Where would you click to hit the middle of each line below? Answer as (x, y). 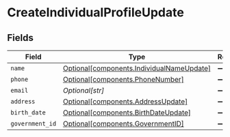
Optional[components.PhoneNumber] (123, 79)
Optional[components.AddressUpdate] (125, 102)
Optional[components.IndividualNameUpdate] (137, 68)
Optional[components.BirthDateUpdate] (127, 112)
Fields (21, 38)
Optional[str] (84, 90)
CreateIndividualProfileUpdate (96, 13)
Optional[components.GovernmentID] (123, 124)
